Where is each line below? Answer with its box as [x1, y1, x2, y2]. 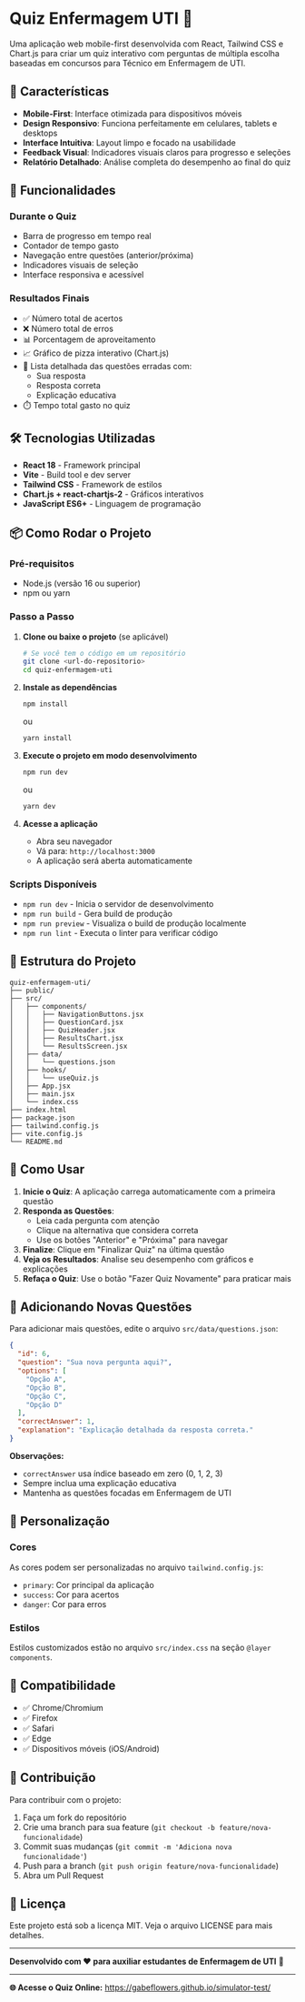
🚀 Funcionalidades [9, 183, 116, 198]
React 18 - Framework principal [22, 459, 141, 470]
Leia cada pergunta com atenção [35, 1214, 161, 1226]
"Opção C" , [25, 1392, 67, 1401]
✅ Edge [22, 1733, 52, 1744]
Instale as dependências [22, 682, 118, 693]
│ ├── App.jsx [9, 1081, 71, 1091]
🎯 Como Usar [9, 1162, 85, 1177]
